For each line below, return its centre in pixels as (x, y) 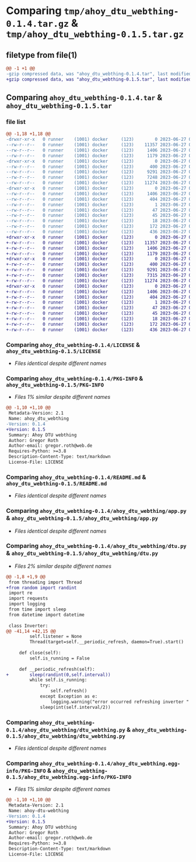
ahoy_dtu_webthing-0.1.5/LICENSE (53, 351)
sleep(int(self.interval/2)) (75, 707)
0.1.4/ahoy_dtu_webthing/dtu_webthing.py (66, 730)
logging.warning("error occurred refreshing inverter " (120, 702)
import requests (28, 599)
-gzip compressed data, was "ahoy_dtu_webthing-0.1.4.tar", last (87, 74)
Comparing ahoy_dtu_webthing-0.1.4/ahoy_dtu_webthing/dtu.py (96, 546)
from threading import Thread (45, 582)
